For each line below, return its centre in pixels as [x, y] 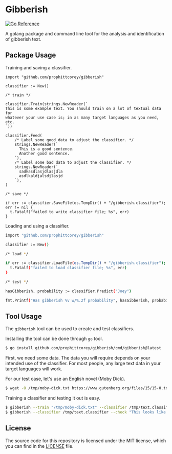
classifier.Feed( [24, 135]
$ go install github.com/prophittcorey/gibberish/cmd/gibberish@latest [83, 348]
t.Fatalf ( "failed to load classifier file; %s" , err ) [68, 268]
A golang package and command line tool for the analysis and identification [85, 33]
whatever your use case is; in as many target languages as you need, [82, 117]
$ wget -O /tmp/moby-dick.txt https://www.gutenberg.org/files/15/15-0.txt [88, 388]
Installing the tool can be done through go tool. [54, 339]
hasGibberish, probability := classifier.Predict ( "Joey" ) [68, 291]
